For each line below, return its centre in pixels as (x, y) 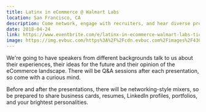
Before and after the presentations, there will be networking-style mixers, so (103, 89)
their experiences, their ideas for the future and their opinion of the (91, 64)
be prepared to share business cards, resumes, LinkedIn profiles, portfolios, (102, 96)
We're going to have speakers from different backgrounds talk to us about (100, 58)
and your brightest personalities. (48, 102)
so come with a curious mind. (44, 77)
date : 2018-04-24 (29, 29)
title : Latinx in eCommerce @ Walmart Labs (63, 12)
